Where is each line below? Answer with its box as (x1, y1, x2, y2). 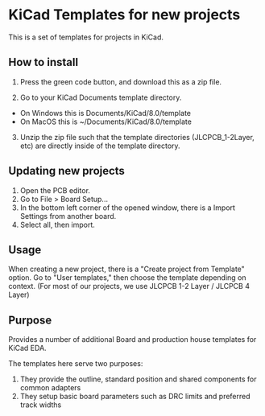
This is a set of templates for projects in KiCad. (8, 32, 164, 42)
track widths (19, 400, 62, 410)
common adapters (19, 383, 81, 393)
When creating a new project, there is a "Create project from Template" (8, 264, 246, 274)
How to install (8, 56, 79, 69)
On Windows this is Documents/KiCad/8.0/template (19, 108, 192, 117)
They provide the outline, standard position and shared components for (19, 374, 257, 384)
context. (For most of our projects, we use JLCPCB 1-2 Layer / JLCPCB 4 (8, 282, 250, 291)
